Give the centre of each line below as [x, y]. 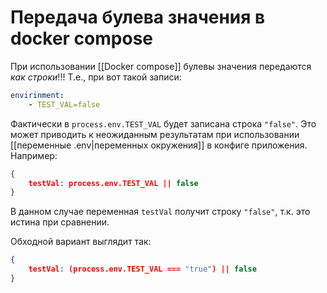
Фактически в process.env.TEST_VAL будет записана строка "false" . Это [163, 123]
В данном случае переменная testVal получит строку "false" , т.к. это [160, 212]
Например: [34, 155]
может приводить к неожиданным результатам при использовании [155, 134]
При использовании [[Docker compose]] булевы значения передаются [161, 66]
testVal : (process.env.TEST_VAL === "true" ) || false [142, 269]
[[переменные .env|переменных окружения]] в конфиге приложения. [159, 145]
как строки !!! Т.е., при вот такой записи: [96, 77]
